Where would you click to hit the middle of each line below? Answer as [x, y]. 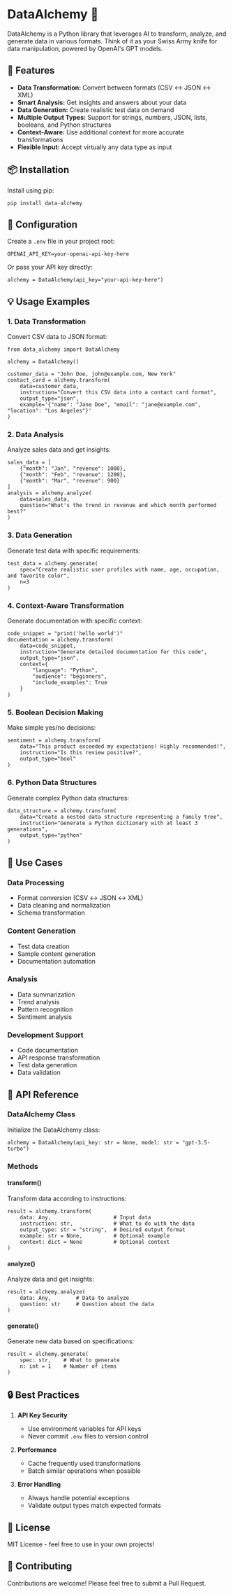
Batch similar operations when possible [84, 1471]
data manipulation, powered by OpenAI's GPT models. [85, 48]
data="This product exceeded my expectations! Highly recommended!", [123, 747]
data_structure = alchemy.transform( [62, 811]
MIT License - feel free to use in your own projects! [81, 1544]
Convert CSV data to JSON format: [57, 337]
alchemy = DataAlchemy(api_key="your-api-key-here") [85, 280]
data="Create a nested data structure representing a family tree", [121, 817]
